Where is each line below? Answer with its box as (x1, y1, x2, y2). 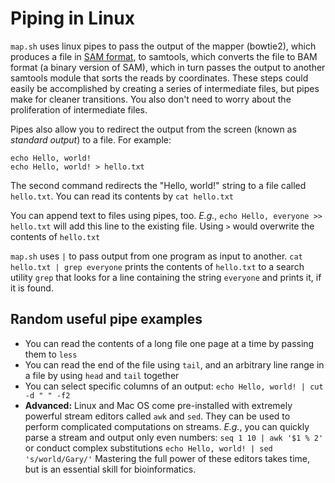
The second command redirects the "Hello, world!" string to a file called (10, 179, 307, 191)
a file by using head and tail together (24, 369, 180, 381)
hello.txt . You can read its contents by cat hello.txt (10, 190, 235, 202)
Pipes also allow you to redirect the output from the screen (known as (10, 123, 297, 135)
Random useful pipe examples (10, 311, 203, 328)
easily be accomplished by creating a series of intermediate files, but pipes (10, 82, 320, 94)
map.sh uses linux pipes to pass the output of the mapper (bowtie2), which (10, 40, 317, 52)
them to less (24, 348, 78, 360)
